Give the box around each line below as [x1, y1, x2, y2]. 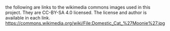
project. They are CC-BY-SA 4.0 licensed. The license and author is [5, 9, 147, 15]
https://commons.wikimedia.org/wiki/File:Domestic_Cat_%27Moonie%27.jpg [5, 20, 165, 26]
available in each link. [5, 15, 50, 20]
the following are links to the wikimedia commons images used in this [5, 4, 151, 10]
